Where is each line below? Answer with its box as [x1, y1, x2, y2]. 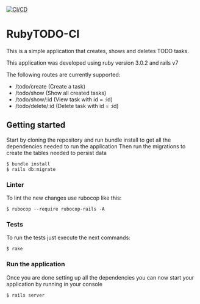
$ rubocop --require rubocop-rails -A [6, 206, 105, 212]
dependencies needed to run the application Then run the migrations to [6, 142, 186, 150]
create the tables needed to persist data [6, 149, 107, 156]
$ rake [6, 246, 23, 252]
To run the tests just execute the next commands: [6, 234, 131, 241]
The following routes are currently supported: [6, 71, 121, 78]
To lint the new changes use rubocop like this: [6, 194, 122, 201]
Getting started [6, 120, 66, 131]
